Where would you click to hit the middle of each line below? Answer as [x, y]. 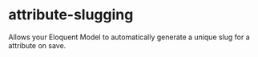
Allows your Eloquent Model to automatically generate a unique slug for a [129, 37]
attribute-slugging [71, 15]
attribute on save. [37, 45]
